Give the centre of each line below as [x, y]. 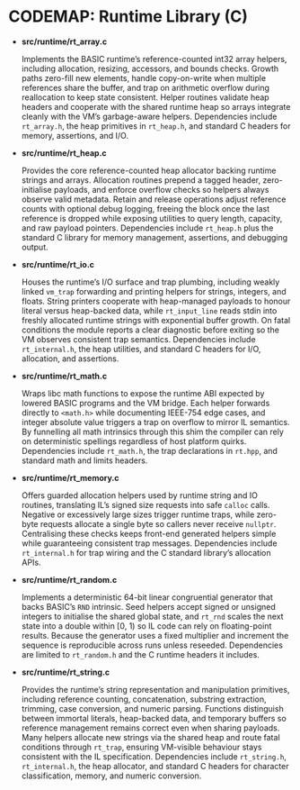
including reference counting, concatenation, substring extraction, [144, 699]
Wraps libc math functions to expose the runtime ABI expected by [143, 393]
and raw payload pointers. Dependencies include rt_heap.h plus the [147, 228]
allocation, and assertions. [70, 359]
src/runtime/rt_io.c [58, 264]
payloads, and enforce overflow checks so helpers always [161, 189]
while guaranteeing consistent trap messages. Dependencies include [149, 543]
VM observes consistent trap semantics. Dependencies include [139, 339]
